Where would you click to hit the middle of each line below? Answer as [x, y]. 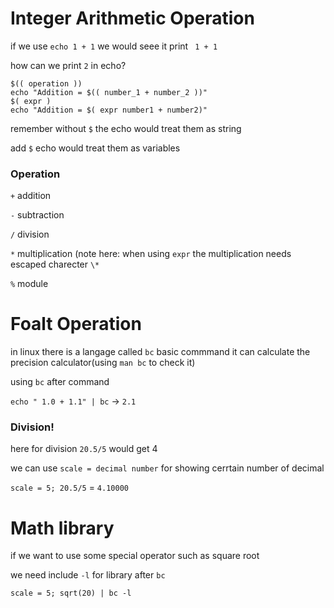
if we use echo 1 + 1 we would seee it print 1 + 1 [114, 46]
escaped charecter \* [55, 264]
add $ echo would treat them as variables [95, 148]
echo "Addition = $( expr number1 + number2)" [109, 110]
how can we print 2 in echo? [68, 65]
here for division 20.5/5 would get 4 [84, 449]
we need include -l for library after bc [88, 575]
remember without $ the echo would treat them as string [126, 128]
